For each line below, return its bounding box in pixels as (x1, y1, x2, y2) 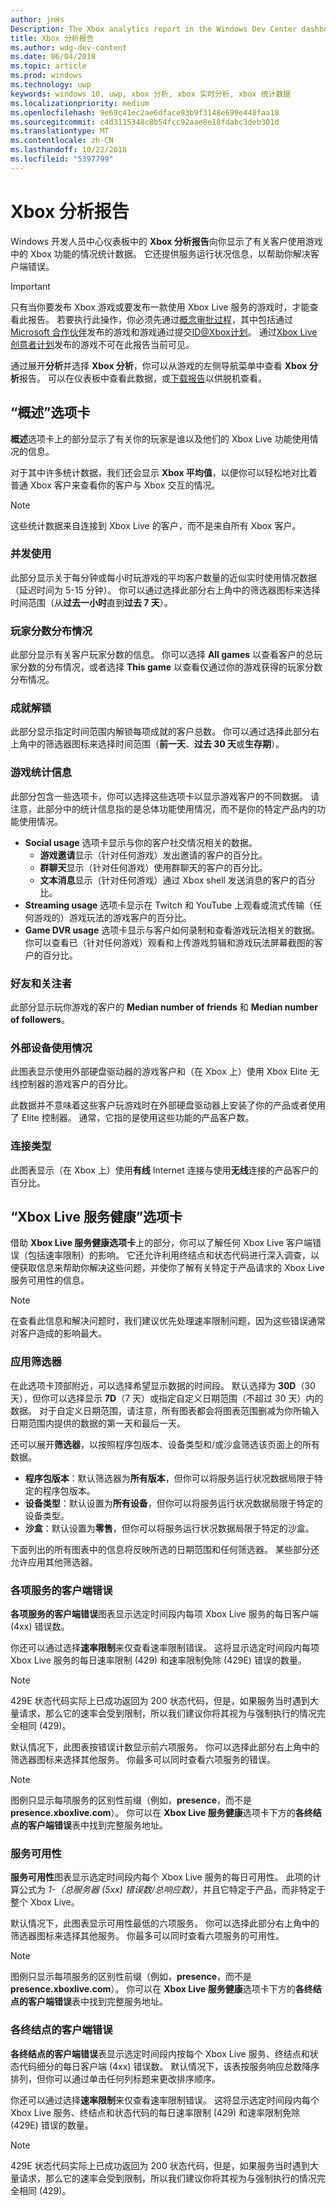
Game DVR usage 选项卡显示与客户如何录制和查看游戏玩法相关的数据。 (24, 924, 321, 936)
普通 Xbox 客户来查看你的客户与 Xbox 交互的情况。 (10, 479, 221, 491)
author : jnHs (10, 14, 65, 25)
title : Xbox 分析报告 (10, 33, 95, 43)
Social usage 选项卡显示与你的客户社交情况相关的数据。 (24, 836, 258, 848)
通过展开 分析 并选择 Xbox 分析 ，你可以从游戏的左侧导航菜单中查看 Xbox (10, 359, 308, 371)
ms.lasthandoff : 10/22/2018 (10, 145, 128, 155)
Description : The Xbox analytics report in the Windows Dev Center (10, 24, 298, 34)
